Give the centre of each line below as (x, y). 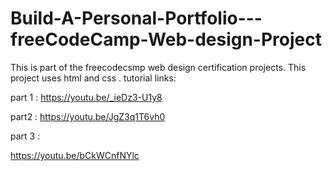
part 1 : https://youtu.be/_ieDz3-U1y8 (86, 97)
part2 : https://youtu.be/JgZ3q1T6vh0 (88, 116)
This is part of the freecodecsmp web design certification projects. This (158, 67)
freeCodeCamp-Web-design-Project (166, 39)
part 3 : (25, 136)
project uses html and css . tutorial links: (93, 78)
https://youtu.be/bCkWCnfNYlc (75, 155)
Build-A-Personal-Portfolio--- (136, 18)
